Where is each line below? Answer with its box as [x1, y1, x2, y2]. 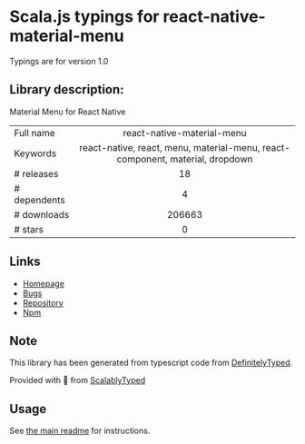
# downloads [14, 208, 70, 221]
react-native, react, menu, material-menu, [78, 141, 261, 153]
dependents [14, 193, 65, 206]
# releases [14, 167, 59, 180]
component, [116, 153, 168, 165]
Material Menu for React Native [9, 106, 126, 117]
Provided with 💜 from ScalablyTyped [9, 375, 146, 386]
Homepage [22, 278, 65, 289]
